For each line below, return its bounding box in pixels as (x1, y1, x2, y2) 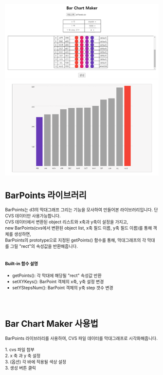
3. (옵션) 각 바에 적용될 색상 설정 (5, 358, 67, 364)
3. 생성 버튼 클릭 (5, 365, 36, 371)
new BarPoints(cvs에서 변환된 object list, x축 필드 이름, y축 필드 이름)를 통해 (5, 225, 152, 231)
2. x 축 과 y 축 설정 (5, 353, 41, 358)
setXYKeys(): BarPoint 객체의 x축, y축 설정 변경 (12, 278, 104, 284)
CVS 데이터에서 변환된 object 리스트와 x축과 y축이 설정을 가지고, (5, 219, 128, 225)
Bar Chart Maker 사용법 (5, 318, 99, 329)
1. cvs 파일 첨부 (5, 346, 35, 352)
